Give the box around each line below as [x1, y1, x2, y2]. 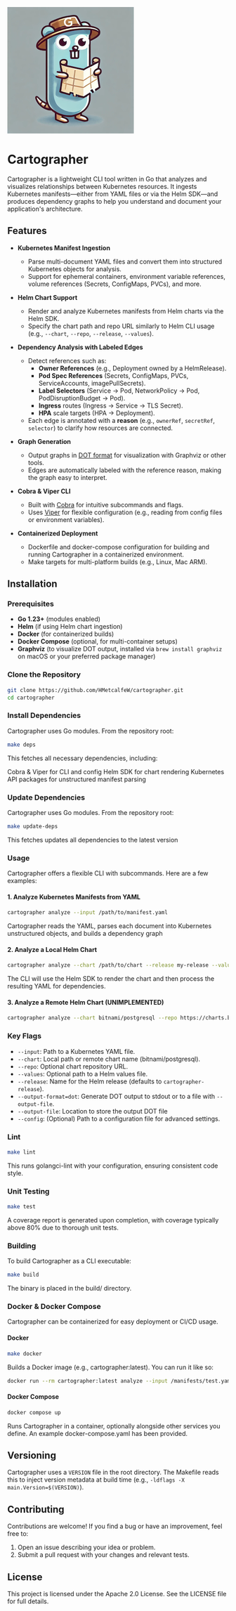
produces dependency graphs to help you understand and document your [7, 197, 222, 205]
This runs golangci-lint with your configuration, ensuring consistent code [7, 1161, 218, 1170]
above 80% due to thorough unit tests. [7, 1223, 119, 1232]
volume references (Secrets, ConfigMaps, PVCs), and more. [27, 280, 202, 288]
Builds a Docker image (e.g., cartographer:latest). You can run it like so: [7, 1363, 214, 1371]
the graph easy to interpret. [27, 473, 107, 481]
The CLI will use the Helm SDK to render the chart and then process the [7, 974, 215, 983]
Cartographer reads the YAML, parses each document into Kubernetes [7, 922, 212, 930]
